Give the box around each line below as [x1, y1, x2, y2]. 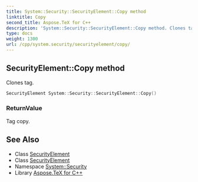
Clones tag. [6, 79, 34, 86]
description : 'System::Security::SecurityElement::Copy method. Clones [6, 25, 186, 31]
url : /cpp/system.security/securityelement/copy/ [6, 42, 131, 48]
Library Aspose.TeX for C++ [14, 169, 83, 176]
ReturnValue [6, 104, 42, 112]
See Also [6, 135, 39, 145]
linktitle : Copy [6, 14, 46, 20]
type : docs [6, 31, 33, 37]
